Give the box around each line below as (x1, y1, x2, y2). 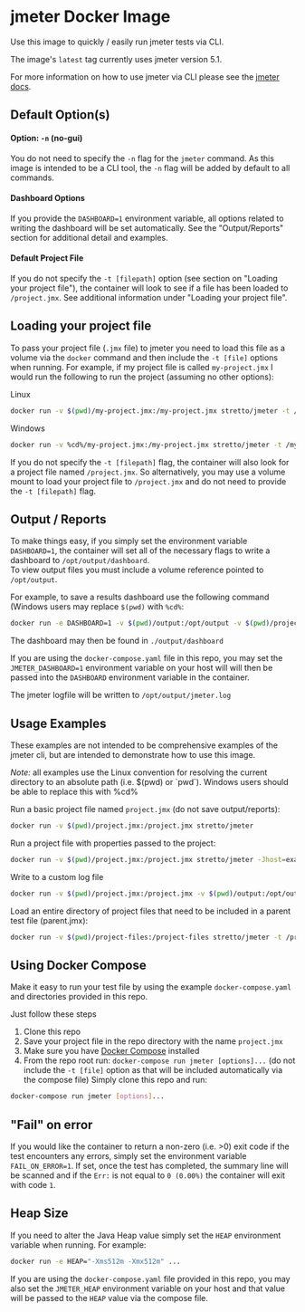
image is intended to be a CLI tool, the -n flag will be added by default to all (10, 162, 291, 173)
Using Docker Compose (10, 957, 148, 972)
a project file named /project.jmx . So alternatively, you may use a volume (10, 466, 286, 477)
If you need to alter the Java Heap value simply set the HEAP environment (10, 1230, 281, 1240)
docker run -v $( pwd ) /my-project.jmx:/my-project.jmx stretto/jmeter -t (10, 406, 291, 416)
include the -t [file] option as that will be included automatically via (23, 1065, 283, 1076)
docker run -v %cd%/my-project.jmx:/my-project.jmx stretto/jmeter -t (10, 440, 282, 449)
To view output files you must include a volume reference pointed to (10, 564, 264, 576)
